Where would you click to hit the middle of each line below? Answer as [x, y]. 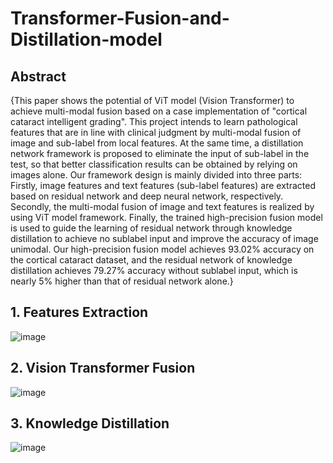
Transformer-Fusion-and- [120, 18]
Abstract [38, 76]
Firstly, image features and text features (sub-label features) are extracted [163, 185]
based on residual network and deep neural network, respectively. [147, 196]
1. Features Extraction [79, 312]
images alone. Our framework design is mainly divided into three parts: [156, 175]
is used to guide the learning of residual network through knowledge [151, 228]
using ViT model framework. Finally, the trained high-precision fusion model [166, 217]
